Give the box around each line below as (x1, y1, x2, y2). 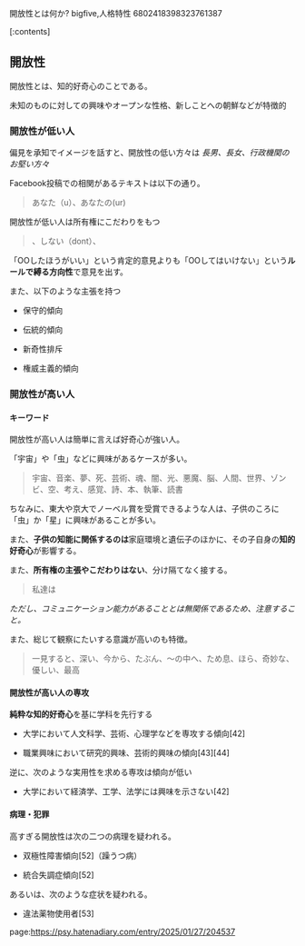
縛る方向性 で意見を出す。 (33, 266, 129, 277)
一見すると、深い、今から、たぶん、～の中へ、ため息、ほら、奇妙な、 (31, 653, 295, 664)
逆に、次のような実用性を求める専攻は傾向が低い (9, 767, 192, 778)
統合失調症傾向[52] (22, 869, 94, 880)
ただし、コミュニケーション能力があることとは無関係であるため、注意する (9, 603, 288, 614)
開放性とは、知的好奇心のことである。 (9, 80, 152, 91)
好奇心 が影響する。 (9, 545, 82, 556)
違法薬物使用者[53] (22, 908, 94, 919)
